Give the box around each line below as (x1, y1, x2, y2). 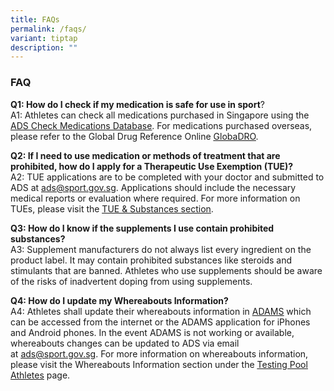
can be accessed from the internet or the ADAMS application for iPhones (10, 316, 311, 328)
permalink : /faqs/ (10, 24, 87, 34)
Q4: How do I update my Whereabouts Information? (10, 294, 229, 306)
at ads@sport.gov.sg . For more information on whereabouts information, (10, 347, 309, 360)
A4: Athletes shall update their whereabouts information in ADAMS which (10, 305, 312, 317)
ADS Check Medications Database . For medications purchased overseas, (10, 119, 313, 131)
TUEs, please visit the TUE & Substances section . (10, 202, 214, 215)
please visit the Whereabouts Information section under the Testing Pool (10, 358, 308, 370)
